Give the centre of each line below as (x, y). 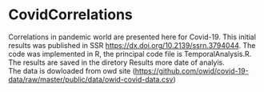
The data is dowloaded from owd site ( (72, 70)
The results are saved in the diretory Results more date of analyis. (117, 62)
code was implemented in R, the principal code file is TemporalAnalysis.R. (130, 54)
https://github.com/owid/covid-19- (192, 70)
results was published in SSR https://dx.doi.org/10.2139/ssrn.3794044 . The (132, 45)
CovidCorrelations (71, 15)
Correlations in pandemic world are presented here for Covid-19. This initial (132, 37)
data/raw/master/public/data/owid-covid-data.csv (91, 79)
